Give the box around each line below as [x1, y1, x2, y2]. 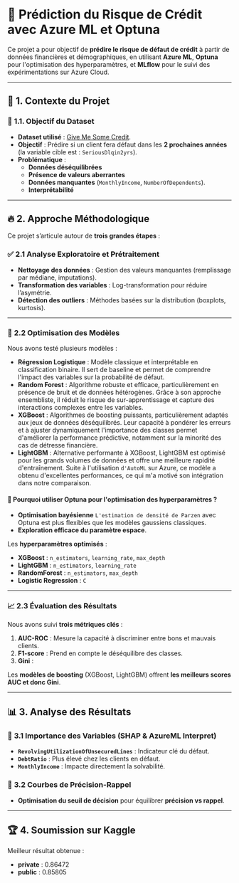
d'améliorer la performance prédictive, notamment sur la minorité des [17, 433, 222, 442]
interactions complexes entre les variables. [17, 403, 144, 412]
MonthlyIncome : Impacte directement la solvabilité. [17, 762, 166, 771]
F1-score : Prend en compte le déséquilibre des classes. [17, 649, 184, 657]
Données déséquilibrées [28, 163, 102, 171]
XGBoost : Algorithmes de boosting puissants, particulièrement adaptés [17, 411, 229, 419]
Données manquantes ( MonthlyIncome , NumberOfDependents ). [28, 178, 206, 186]
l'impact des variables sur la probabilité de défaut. [17, 373, 165, 381]
